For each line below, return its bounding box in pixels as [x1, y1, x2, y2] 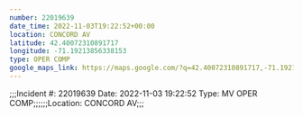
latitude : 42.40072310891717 [9, 38, 119, 48]
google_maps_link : [9, 64, 78, 73]
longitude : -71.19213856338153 [9, 47, 127, 56]
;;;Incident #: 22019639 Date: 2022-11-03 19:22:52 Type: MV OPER [9, 87, 258, 99]
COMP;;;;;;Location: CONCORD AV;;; [9, 97, 144, 108]
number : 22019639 [9, 13, 75, 22]
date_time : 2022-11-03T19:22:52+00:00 [9, 22, 155, 31]
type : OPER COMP [9, 55, 70, 64]
